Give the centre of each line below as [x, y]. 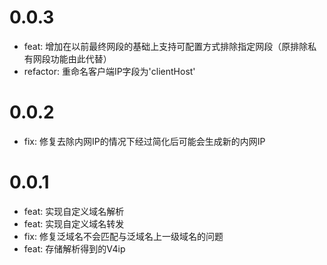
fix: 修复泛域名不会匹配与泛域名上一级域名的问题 [123, 236]
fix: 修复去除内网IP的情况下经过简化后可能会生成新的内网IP [144, 141]
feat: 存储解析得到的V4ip [74, 248]
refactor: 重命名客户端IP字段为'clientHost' [109, 71]
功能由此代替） [81, 58]
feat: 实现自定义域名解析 [74, 211]
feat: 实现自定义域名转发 [74, 223]
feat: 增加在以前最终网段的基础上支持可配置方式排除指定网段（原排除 [166, 46]
